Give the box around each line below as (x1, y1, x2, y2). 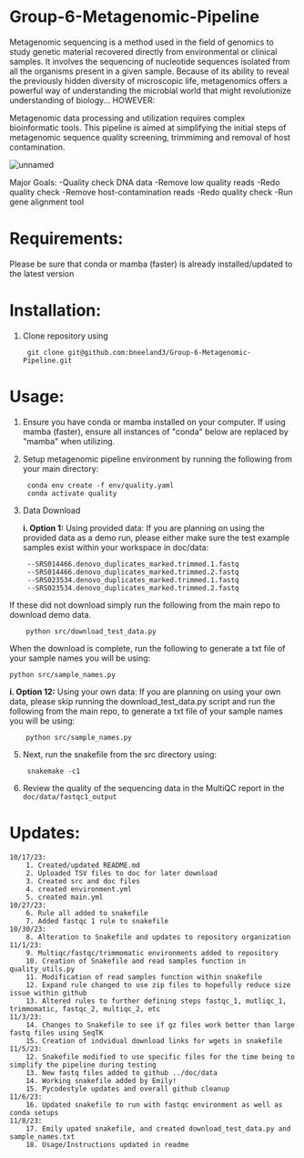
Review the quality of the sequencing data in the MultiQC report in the (22, 782, 285, 793)
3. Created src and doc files (25, 876, 141, 886)
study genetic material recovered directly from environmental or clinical (9, 46, 278, 57)
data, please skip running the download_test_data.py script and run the (9, 695, 276, 706)
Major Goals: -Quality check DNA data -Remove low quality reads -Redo (9, 176, 280, 188)
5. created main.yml (25, 892, 104, 902)
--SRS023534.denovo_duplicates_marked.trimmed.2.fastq (26, 583, 239, 592)
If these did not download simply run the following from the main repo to (9, 600, 280, 610)
